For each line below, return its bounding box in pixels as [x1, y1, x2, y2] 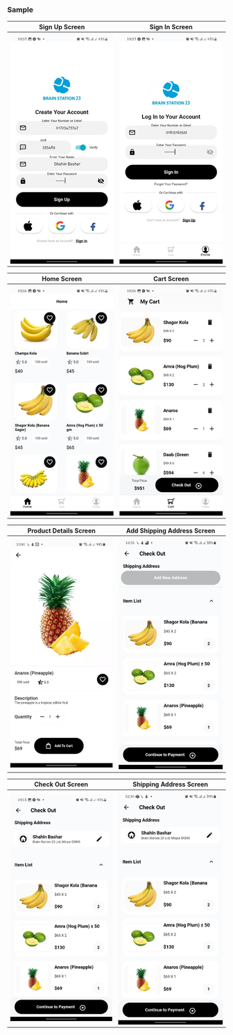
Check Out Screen [34, 780, 89, 789]
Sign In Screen [149, 22, 193, 31]
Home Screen [41, 274, 83, 283]
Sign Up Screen [39, 22, 85, 31]
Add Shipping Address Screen [126, 526, 216, 535]
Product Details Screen [27, 526, 96, 535]
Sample [7, 5, 33, 15]
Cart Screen [153, 274, 189, 283]
